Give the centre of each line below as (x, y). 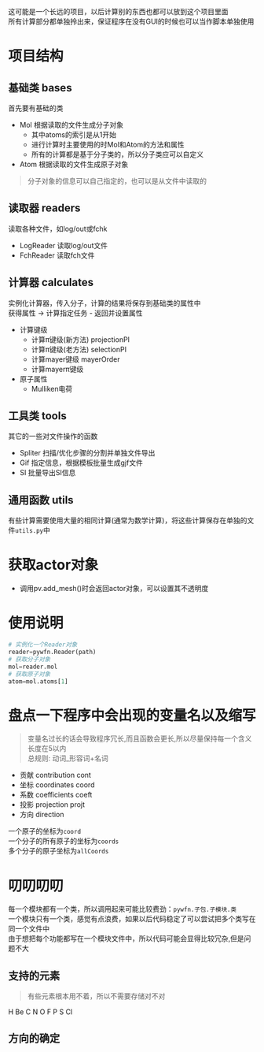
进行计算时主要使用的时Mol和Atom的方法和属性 (108, 145)
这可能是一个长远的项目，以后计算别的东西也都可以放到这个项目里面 (118, 11)
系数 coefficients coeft (56, 795)
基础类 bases (40, 88)
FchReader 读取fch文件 (57, 255)
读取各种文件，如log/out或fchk (58, 229)
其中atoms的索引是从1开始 (73, 135)
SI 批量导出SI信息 (48, 473)
